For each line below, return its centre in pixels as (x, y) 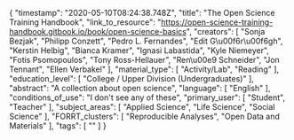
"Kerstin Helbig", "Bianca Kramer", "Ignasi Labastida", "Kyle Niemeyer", (139, 51)
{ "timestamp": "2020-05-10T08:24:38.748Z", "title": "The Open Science (142, 13)
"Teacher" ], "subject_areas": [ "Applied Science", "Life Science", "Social (142, 107)
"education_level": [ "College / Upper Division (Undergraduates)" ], (132, 78)
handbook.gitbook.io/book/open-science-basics (98, 31)
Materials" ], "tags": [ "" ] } (58, 126)
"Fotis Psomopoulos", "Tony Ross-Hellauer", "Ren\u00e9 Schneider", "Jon (144, 60)
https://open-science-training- (217, 22)
